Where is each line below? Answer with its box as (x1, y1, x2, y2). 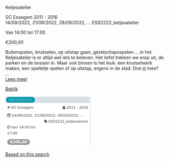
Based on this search (5, 151, 50, 157)
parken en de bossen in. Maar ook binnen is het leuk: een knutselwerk (5, 60, 153, 66)
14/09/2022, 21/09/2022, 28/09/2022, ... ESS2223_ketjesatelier (5, 20, 139, 25)
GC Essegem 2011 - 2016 (5, 14, 58, 20)
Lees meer (5, 76, 28, 82)
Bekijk (5, 86, 18, 92)
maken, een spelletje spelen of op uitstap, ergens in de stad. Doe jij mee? (5, 66, 159, 71)
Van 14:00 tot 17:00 (5, 29, 46, 35)
